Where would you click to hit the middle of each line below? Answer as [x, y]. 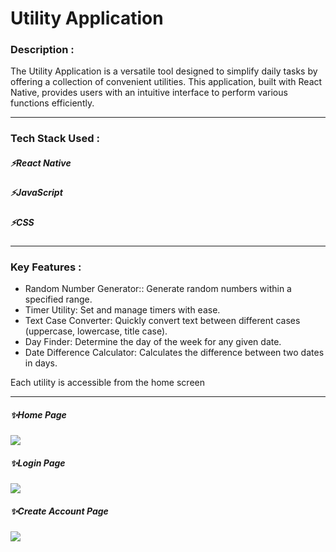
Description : [42, 50]
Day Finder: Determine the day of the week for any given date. [153, 342]
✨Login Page [38, 463]
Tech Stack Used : [55, 139]
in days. [41, 363]
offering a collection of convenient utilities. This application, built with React [166, 82]
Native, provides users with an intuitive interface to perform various [149, 93]
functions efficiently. [52, 103]
